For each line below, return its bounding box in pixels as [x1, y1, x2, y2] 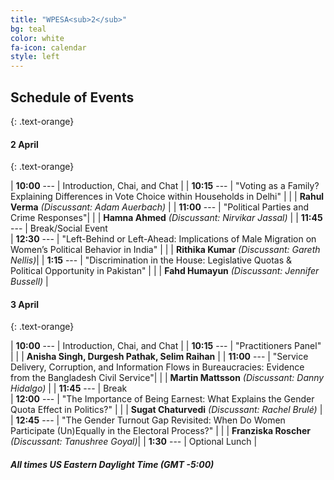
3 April [10, 298, 39, 310]
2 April [10, 138, 39, 150]
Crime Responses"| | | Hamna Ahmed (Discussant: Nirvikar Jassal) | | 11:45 [10, 212, 323, 224]
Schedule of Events [10, 89, 135, 106]
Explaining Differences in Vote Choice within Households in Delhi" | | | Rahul [10, 191, 325, 203]
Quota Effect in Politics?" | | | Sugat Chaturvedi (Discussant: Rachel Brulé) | [10, 404, 323, 416]
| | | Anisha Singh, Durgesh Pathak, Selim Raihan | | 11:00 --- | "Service [10, 351, 309, 363]
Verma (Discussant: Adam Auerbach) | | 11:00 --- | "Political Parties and [10, 201, 310, 213]
